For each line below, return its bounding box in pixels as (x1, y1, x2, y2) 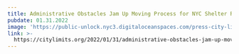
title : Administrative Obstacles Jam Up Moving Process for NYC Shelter (7, 10, 228, 18)
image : (7, 23, 27, 30)
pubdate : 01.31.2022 (7, 17, 69, 24)
